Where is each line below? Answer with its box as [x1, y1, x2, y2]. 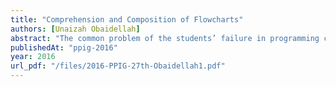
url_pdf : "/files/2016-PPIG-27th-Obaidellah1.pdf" [10, 61, 226, 71]
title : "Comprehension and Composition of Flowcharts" [10, 14, 244, 25]
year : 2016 [10, 52, 56, 62]
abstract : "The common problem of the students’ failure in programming [10, 33, 320, 43]
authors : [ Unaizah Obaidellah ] [10, 24, 141, 34]
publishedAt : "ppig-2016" [10, 42, 118, 53]
